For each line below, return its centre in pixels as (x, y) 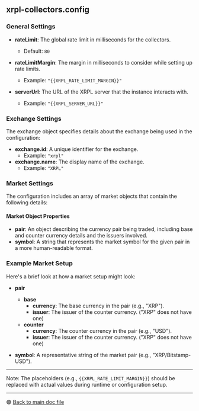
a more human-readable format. (54, 248)
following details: (27, 203)
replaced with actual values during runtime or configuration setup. (87, 384)
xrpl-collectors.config (48, 10)
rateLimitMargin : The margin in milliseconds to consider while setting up (103, 62)
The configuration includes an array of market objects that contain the (92, 196)
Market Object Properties (38, 216)
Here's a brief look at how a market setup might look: (71, 276)
